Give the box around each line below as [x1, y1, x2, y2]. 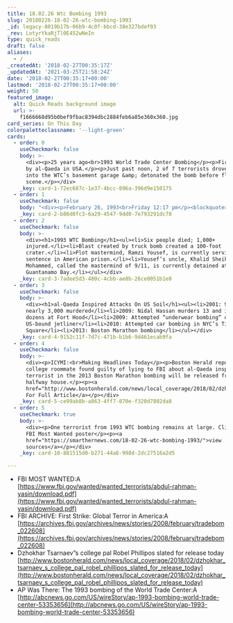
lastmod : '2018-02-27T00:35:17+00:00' [7, 81, 119, 88]
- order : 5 [13, 405, 45, 412]
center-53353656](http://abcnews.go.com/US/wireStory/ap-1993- [17, 601, 208, 609]
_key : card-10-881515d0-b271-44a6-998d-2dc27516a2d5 [19, 450, 175, 457]
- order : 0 [13, 140, 45, 147]
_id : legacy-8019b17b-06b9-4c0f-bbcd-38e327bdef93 [7, 23, 157, 30]
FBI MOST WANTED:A [17, 475, 81, 483]
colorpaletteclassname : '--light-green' [7, 127, 126, 133]
